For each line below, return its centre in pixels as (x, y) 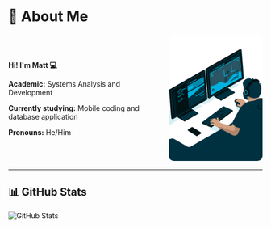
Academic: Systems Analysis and (65, 83)
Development (31, 92)
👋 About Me (48, 17)
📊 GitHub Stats (48, 192)
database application (43, 116)
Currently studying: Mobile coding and (74, 108)
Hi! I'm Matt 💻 (33, 65)
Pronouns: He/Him (40, 132)
